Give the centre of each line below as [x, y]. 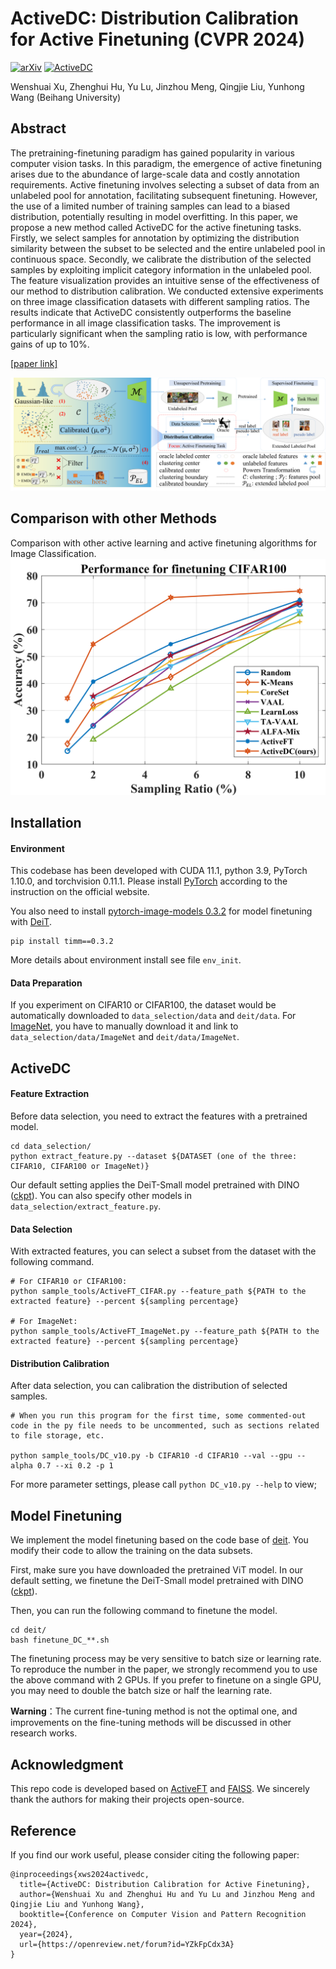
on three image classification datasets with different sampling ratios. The [160, 301]
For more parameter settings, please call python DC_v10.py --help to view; [163, 1484]
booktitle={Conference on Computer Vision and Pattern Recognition [163, 1914]
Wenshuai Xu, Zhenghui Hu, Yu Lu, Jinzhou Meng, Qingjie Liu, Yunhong [157, 86]
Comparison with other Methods [114, 518]
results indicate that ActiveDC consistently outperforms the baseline [151, 312]
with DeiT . [31, 922]
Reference [43, 1830]
